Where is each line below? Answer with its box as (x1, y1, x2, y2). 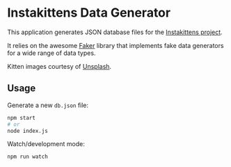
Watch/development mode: (7, 140, 85, 148)
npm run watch (7, 153, 49, 161)
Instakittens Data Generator (7, 5, 171, 21)
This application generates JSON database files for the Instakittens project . (7, 28, 223, 36)
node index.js (7, 127, 49, 134)
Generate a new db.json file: (7, 101, 89, 109)
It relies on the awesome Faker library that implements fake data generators (7, 41, 224, 49)
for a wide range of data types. (7, 49, 96, 57)
